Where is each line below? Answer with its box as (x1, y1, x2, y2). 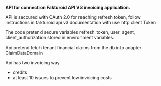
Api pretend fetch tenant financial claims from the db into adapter (5, 45, 142, 50)
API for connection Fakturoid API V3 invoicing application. (5, 5, 131, 10)
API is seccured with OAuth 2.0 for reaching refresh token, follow (5, 14, 141, 20)
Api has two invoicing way (5, 60, 60, 65)
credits (12, 69, 27, 75)
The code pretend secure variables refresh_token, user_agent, (5, 29, 135, 35)
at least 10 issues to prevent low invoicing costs (12, 75, 112, 80)
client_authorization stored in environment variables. (5, 35, 115, 40)
